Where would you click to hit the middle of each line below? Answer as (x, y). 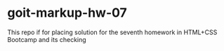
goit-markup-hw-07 (67, 13)
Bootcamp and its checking (47, 39)
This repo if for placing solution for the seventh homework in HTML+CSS (112, 32)
